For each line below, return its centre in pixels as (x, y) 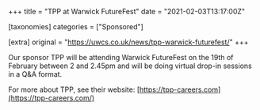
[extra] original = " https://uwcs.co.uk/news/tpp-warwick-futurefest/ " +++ (128, 42)
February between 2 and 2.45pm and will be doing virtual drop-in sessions (130, 66)
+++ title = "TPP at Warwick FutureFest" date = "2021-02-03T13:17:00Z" (127, 11)
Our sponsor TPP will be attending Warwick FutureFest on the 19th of (121, 57)
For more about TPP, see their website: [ (74, 89)
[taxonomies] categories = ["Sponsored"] (76, 27)
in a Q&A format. (35, 74)
